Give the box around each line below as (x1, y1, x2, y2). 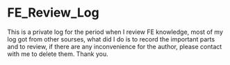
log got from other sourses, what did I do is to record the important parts (7, 35, 215, 43)
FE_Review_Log (7, 5, 99, 21)
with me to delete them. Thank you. (7, 50, 109, 58)
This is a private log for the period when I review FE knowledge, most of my (7, 28, 224, 36)
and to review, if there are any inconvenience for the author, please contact (7, 42, 222, 50)
